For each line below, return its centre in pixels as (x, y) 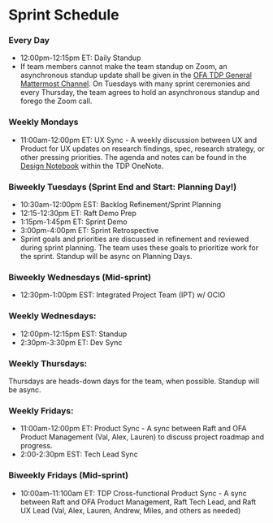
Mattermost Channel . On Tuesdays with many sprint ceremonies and (135, 84)
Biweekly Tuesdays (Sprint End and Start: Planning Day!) (123, 187)
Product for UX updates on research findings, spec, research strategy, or (142, 149)
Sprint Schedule (64, 15)
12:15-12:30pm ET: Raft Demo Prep (78, 214)
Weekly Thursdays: (48, 363)
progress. (36, 446)
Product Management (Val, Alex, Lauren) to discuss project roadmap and (142, 437)
